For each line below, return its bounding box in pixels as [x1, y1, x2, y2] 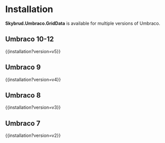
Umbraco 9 [5, 63, 41, 72]
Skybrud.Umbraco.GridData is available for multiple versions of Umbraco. [5, 20, 160, 26]
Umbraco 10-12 [5, 35, 54, 43]
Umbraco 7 [5, 119, 40, 127]
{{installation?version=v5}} [5, 48, 61, 54]
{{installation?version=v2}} [5, 132, 61, 138]
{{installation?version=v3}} [5, 105, 61, 111]
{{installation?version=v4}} [5, 76, 61, 82]
